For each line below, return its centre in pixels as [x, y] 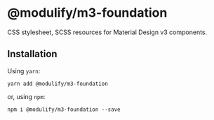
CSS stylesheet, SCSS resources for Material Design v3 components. [107, 32]
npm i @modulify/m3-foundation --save [64, 110]
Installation [32, 54]
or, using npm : [26, 96]
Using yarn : [24, 70]
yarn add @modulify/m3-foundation [58, 84]
